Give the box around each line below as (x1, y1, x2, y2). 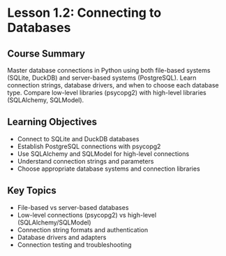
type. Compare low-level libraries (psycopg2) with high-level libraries (7, 89, 207, 97)
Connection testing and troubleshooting (17, 240, 132, 249)
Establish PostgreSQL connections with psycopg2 (17, 142, 161, 150)
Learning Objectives (7, 116, 98, 128)
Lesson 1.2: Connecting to (7, 5, 162, 21)
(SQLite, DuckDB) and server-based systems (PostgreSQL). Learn (7, 73, 197, 82)
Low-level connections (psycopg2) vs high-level (17, 211, 157, 219)
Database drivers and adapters (17, 233, 107, 241)
